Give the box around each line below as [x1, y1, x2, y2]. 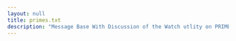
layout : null [7, 10, 46, 17]
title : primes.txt [7, 17, 61, 24]
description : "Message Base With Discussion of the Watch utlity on [7, 23, 212, 30]
